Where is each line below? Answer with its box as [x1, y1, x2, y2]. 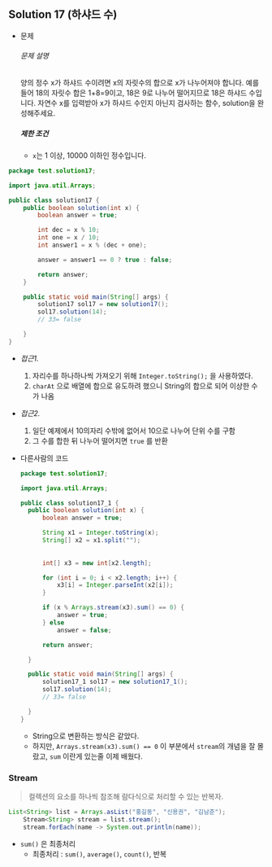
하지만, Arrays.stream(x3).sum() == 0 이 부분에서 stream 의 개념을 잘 [32, 741, 256, 751]
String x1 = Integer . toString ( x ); [41, 528, 159, 537]
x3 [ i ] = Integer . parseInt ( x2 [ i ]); [56, 581, 174, 589]
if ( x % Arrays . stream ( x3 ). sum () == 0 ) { [41, 603, 185, 612]
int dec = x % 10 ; [37, 226, 100, 234]
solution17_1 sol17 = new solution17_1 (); [41, 678, 188, 686]
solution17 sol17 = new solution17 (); [37, 300, 169, 309]
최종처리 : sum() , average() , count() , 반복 [32, 849, 167, 859]
